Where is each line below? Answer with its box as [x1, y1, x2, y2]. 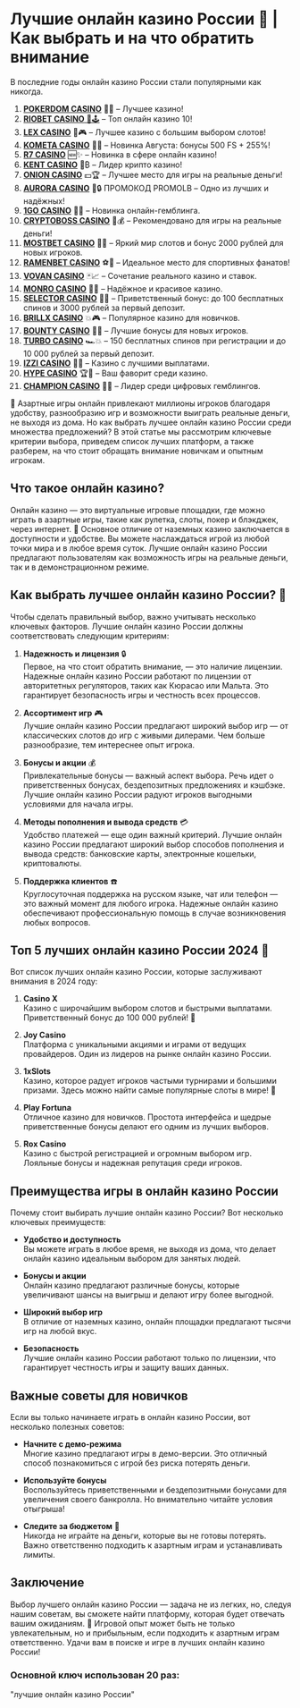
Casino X [22, 994, 58, 1004]
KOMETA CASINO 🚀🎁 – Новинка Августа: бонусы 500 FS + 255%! [22, 140, 271, 150]
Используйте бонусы [22, 1475, 107, 1485]
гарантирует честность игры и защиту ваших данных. [22, 1362, 229, 1373]
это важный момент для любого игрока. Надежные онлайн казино [22, 898, 279, 909]
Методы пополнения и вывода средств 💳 [22, 816, 188, 827]
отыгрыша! [22, 1503, 65, 1514]
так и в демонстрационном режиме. [10, 562, 150, 572]
